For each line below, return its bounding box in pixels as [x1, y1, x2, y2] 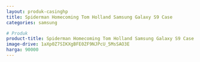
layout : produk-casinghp [6, 8, 68, 15]
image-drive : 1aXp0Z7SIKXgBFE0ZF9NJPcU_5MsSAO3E [6, 41, 130, 47]
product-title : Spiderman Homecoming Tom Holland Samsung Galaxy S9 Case [6, 36, 195, 42]
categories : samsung [6, 19, 58, 25]
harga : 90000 [6, 47, 39, 53]
